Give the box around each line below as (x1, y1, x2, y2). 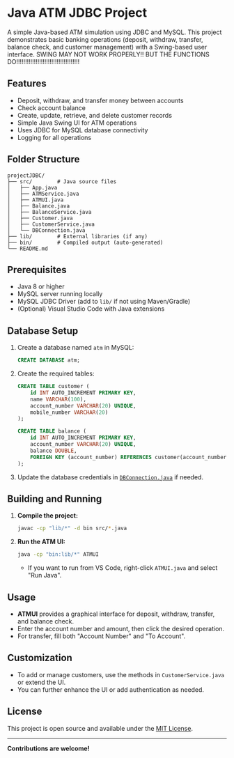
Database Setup (7, 325, 79, 337)
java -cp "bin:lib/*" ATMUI (17, 551, 99, 558)
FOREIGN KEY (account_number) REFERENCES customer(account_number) (30, 454, 230, 461)
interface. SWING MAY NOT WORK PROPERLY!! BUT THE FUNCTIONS (7, 50, 210, 59)
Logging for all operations (17, 133, 92, 141)
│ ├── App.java (7, 184, 58, 191)
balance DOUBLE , (30, 447, 77, 454)
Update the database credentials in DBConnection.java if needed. (17, 472, 204, 481)
